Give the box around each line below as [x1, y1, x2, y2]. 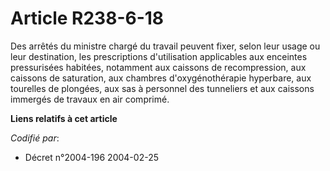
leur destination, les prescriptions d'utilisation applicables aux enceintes [10, 50, 308, 62]
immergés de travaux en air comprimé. [10, 93, 170, 105]
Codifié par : [10, 132, 60, 144]
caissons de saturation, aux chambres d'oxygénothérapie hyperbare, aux [10, 72, 312, 84]
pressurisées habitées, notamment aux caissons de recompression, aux [10, 61, 307, 73]
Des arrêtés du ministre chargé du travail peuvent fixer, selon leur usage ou [10, 40, 321, 52]
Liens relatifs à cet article [10, 112, 118, 124]
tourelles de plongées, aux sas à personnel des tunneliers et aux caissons [10, 82, 315, 94]
